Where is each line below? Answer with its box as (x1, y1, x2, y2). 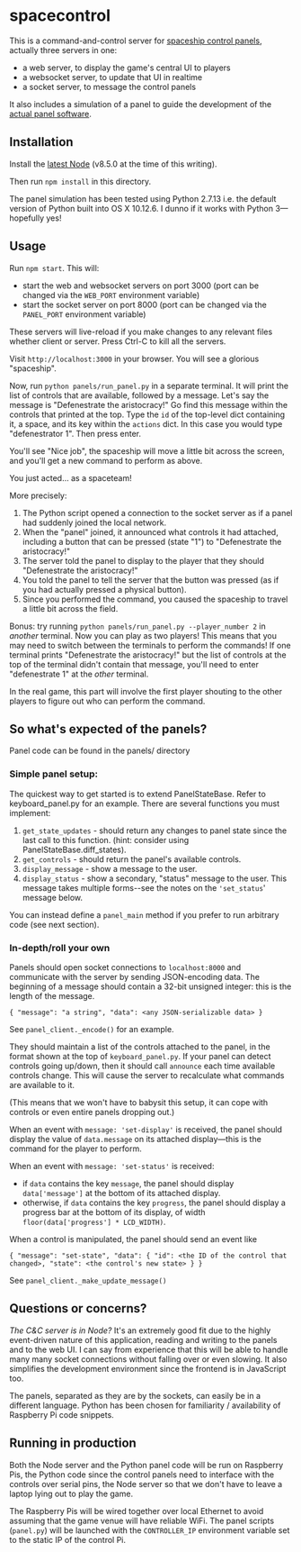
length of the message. (9, 990, 95, 1001)
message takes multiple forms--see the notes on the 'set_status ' (22, 882, 266, 893)
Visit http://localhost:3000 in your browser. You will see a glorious (9, 353, 260, 364)
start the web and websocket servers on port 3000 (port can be (22, 280, 260, 291)
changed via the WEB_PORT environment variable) (22, 289, 200, 300)
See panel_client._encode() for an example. (9, 1023, 174, 1034)
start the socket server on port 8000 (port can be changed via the (22, 299, 267, 310)
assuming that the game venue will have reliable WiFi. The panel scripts (9, 1515, 275, 1526)
